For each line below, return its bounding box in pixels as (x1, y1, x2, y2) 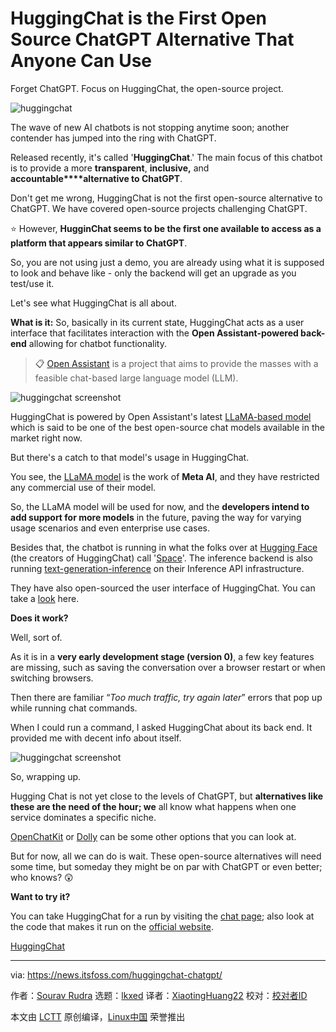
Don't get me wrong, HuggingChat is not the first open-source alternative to (10, 192, 323, 204)
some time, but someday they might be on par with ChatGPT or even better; (10, 860, 323, 872)
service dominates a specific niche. (10, 811, 157, 823)
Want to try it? (10, 890, 71, 902)
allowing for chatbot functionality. (28, 337, 167, 349)
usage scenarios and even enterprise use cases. (10, 522, 211, 534)
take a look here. (10, 592, 80, 604)
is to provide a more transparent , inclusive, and (10, 162, 210, 174)
